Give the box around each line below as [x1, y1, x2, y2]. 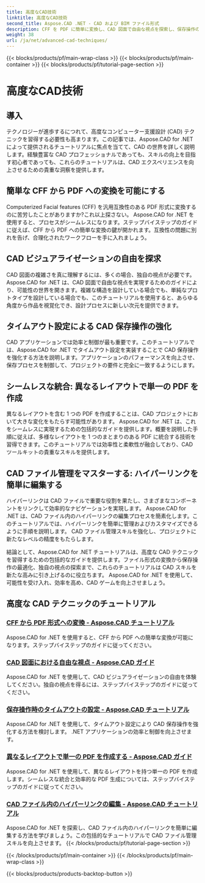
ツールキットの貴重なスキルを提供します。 [6, 449, 113, 456]
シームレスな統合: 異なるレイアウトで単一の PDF [6, 381, 189, 392]
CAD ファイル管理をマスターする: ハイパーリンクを [6, 468, 198, 479]
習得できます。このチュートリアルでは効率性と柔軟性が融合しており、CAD [6, 441, 193, 448]
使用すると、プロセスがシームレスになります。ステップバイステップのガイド [6, 218, 198, 225]
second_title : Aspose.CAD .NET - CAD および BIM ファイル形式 [6, 20, 160, 26]
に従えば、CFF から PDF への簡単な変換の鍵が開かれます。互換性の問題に [6, 226, 192, 233]
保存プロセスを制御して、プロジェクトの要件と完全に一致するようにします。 [6, 362, 198, 369]
